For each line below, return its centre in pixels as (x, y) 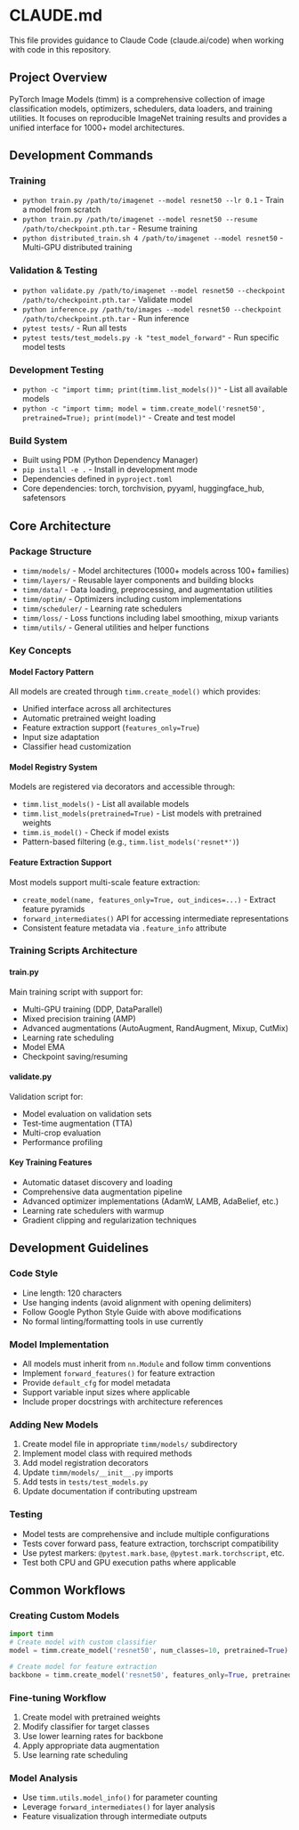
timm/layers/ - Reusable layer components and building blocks (138, 581)
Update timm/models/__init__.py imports (97, 1472)
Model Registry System (53, 767)
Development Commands (81, 155)
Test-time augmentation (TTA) (77, 1123)
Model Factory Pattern (52, 671)
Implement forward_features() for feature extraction (118, 1373)
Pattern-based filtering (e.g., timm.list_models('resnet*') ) (131, 842)
